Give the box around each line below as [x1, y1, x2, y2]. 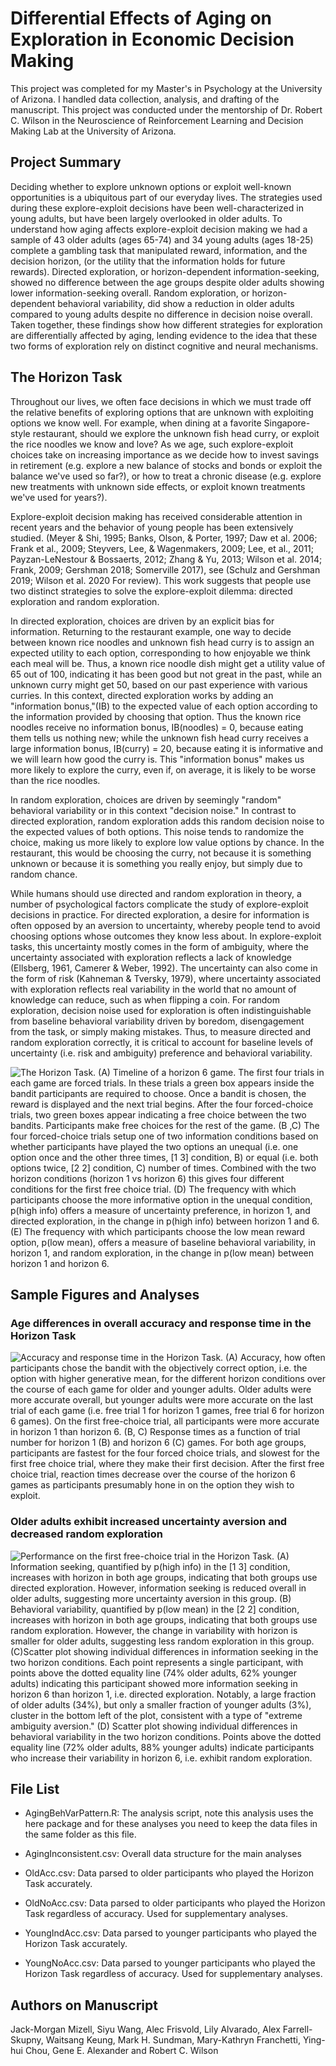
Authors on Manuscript [10, 1997, 158, 2014]
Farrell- [282, 2023, 313, 2036]
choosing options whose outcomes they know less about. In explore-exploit [10, 930, 322, 942]
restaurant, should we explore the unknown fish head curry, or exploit [32, 427, 320, 439]
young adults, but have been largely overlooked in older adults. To [10, 212, 283, 224]
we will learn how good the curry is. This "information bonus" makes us [10, 753, 305, 765]
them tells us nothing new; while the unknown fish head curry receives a [10, 732, 309, 744]
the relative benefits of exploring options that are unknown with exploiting [10, 406, 314, 418]
